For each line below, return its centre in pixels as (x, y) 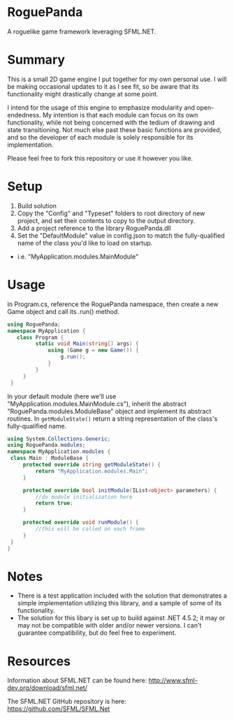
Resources (39, 661)
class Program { (40, 337)
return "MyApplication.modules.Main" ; (92, 471)
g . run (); (73, 357)
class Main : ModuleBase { (50, 459)
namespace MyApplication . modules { (59, 452)
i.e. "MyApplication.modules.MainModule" (78, 257)
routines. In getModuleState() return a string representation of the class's (112, 418)
